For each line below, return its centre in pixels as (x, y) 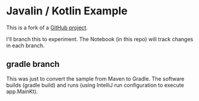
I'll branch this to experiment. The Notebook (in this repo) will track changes (100, 39)
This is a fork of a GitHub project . (47, 27)
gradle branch (33, 64)
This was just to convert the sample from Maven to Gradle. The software (95, 78)
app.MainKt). (22, 91)
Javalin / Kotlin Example (67, 11)
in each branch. (25, 45)
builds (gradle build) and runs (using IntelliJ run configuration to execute (95, 85)
